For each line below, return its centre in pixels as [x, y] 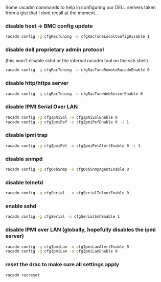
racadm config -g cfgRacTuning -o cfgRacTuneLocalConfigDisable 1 [77, 37]
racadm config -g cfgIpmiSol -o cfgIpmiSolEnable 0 [61, 117]
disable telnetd [24, 182]
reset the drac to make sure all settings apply [62, 265]
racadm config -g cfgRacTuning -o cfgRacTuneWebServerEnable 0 [74, 94]
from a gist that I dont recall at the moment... [52, 13]
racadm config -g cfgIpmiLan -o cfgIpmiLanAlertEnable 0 [67, 247]
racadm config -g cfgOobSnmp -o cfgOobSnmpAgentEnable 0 [67, 170]
